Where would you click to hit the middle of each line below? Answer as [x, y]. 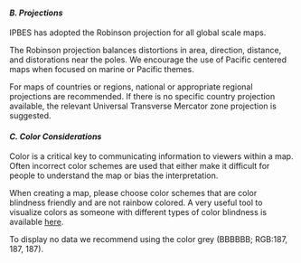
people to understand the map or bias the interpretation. [114, 175]
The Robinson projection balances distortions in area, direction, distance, [146, 51]
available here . [37, 222]
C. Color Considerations [56, 136]
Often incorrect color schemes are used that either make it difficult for [140, 166]
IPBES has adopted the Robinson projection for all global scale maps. [138, 33]
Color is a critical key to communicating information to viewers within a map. [151, 156]
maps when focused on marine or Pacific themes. [102, 70]
